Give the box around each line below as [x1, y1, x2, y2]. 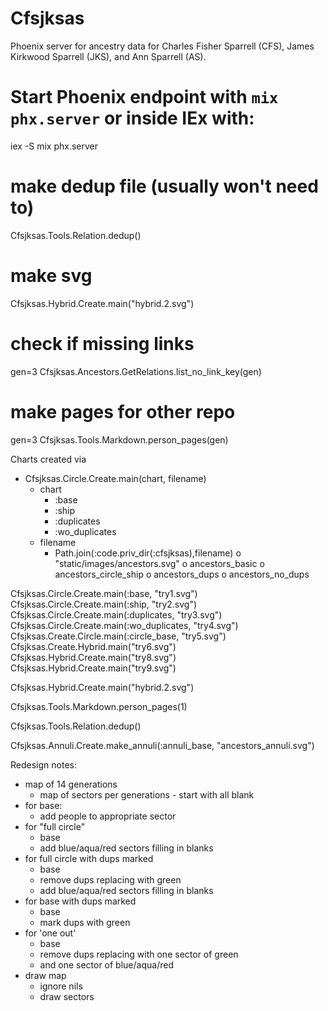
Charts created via [10, 453, 87, 465]
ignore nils [39, 980, 83, 992]
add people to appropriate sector [39, 810, 177, 822]
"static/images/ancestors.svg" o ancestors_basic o [54, 557, 265, 569]
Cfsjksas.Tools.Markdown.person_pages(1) [10, 700, 188, 712]
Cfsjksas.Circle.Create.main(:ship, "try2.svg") [10, 598, 198, 610]
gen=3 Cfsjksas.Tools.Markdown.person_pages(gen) [10, 433, 229, 446]
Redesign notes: [10, 758, 77, 771]
